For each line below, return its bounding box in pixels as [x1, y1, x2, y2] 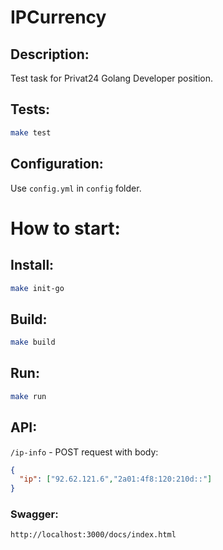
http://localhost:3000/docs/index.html [10, 530, 177, 540]
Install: [10, 257, 55, 274]
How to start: [10, 217, 121, 240]
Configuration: [10, 156, 104, 173]
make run [10, 391, 47, 401]
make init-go [10, 283, 65, 293]
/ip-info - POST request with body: [10, 446, 159, 458]
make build [10, 337, 56, 348]
